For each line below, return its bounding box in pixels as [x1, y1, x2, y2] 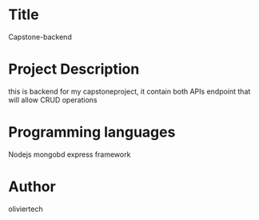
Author [8, 178, 56, 195]
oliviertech [8, 204, 43, 214]
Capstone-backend [8, 32, 72, 42]
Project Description [8, 60, 140, 78]
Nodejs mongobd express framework [8, 150, 131, 159]
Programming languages [8, 123, 176, 142]
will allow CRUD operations [8, 94, 98, 105]
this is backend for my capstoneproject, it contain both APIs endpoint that [8, 86, 251, 96]
